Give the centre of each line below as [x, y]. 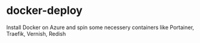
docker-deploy [45, 11]
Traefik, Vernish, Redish [36, 33]
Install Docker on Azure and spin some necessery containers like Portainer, [100, 27]
